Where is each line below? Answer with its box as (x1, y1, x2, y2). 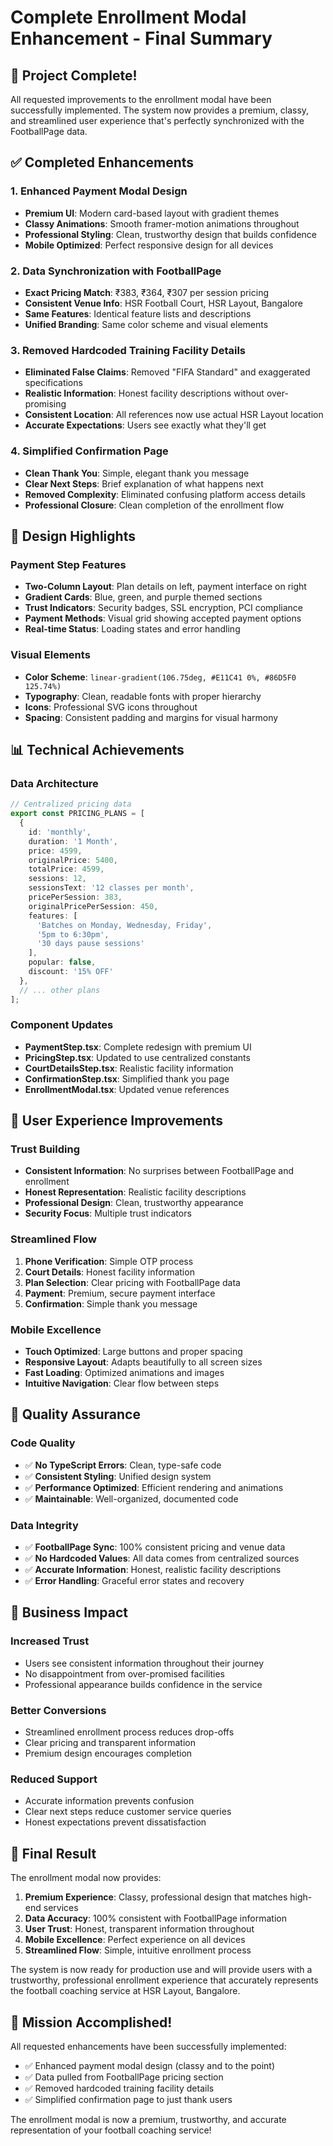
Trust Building (10, 1142, 81, 1156)
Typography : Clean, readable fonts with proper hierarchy (24, 690, 262, 702)
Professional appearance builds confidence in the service (24, 1678, 263, 1690)
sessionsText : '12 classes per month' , (28, 883, 195, 893)
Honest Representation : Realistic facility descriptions (24, 1186, 247, 1198)
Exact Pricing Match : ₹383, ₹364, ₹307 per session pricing (24, 286, 270, 298)
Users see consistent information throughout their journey (24, 1657, 265, 1669)
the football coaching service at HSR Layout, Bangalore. (10, 1985, 241, 1997)
